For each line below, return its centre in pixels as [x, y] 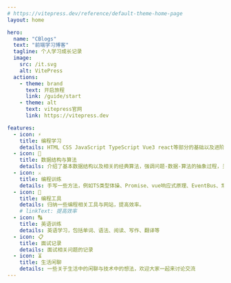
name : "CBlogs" [35, 39]
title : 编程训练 [41, 179]
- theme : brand [41, 83]
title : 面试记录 [41, 243]
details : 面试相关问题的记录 [57, 250]
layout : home [26, 20]
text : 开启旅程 [45, 90]
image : [23, 58]
